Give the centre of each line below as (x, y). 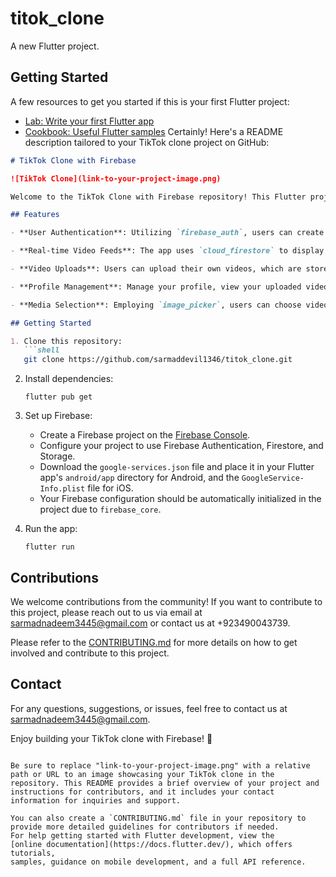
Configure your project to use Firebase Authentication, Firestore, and (181, 446)
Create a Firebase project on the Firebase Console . (145, 435)
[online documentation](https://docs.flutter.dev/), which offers (151, 844)
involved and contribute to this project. (90, 653)
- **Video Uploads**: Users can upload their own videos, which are (156, 269)
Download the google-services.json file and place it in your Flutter (177, 467)
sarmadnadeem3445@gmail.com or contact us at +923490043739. (150, 623)
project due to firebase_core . (100, 509)
